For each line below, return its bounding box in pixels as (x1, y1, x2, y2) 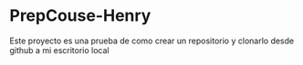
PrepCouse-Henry (9, 5, 151, 26)
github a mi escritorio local (9, 44, 110, 55)
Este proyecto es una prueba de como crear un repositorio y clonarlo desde (9, 35, 295, 46)
